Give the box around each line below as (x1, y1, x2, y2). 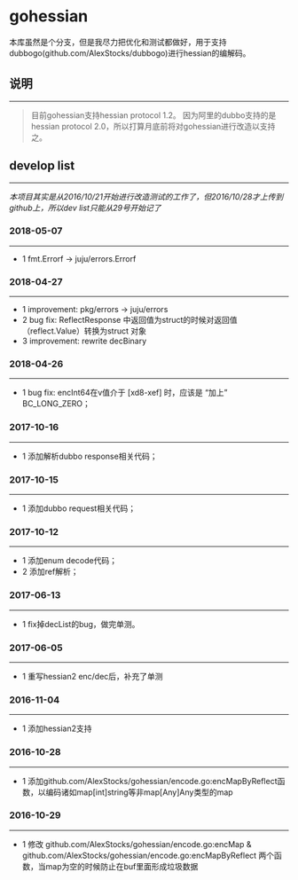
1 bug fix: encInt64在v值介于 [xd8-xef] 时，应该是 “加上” (21, 388, 228, 398)
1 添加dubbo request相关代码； (21, 503, 136, 514)
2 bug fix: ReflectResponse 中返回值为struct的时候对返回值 (21, 315, 238, 326)
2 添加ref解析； (21, 566, 79, 577)
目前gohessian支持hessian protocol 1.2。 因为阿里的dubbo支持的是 (30, 109, 277, 121)
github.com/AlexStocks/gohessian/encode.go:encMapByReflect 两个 (21, 850, 275, 860)
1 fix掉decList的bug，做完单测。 (21, 618, 140, 629)
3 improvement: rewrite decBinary (21, 335, 147, 347)
